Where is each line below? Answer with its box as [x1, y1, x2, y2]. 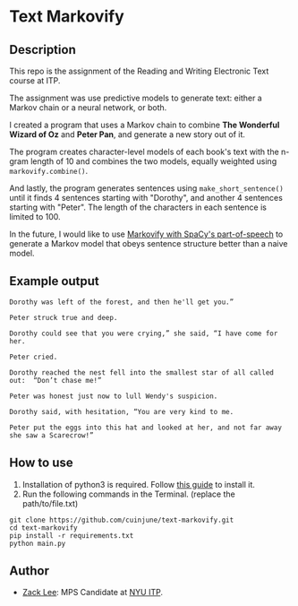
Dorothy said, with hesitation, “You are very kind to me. [9, 407, 234, 416]
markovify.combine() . [9, 166, 89, 176]
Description [9, 42, 76, 57]
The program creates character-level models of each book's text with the [9, 146, 279, 157]
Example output [9, 273, 100, 289]
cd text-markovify [9, 523, 78, 532]
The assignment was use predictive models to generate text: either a [9, 92, 262, 103]
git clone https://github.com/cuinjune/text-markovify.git [9, 515, 234, 524]
